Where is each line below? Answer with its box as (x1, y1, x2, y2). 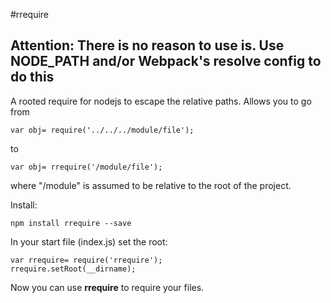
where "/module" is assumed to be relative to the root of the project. (10, 179, 292, 191)
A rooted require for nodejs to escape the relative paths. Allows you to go (10, 95, 312, 107)
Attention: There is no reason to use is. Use (10, 37, 285, 54)
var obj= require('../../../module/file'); (10, 125, 195, 135)
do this (10, 69, 55, 86)
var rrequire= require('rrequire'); (10, 255, 163, 265)
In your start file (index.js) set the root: (10, 235, 168, 248)
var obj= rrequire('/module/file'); (10, 162, 163, 172)
